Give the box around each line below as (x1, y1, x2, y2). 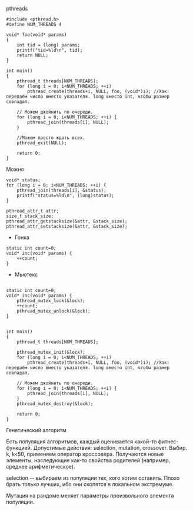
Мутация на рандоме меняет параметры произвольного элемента (6, 492, 174, 499)
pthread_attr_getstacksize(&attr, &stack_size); (6, 218, 128, 224)
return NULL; (16, 52, 49, 58)
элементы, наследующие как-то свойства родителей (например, (6, 457, 171, 464)
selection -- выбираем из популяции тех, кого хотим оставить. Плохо (6, 474, 180, 482)
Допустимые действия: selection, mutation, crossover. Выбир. (33, 444, 187, 451)
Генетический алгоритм (6, 427, 66, 433)
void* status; (6, 177, 41, 183)
